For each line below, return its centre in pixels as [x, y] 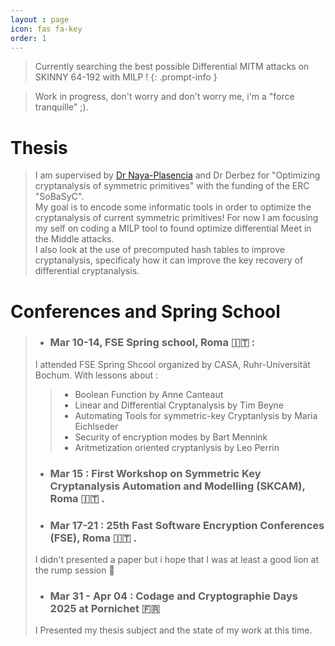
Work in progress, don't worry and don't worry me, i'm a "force [164, 97]
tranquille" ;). [61, 107]
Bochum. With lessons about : [96, 375]
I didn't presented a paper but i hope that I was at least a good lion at [177, 560]
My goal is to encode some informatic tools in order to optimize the [173, 207]
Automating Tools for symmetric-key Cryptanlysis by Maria [196, 415]
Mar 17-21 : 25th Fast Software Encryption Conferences [187, 525]
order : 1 [28, 38]
